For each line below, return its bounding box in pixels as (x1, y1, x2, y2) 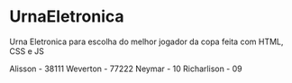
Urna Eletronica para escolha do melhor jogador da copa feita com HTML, (9, 36, 284, 47)
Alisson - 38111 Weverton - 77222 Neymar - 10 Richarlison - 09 (9, 63, 243, 74)
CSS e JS (9, 45, 45, 56)
